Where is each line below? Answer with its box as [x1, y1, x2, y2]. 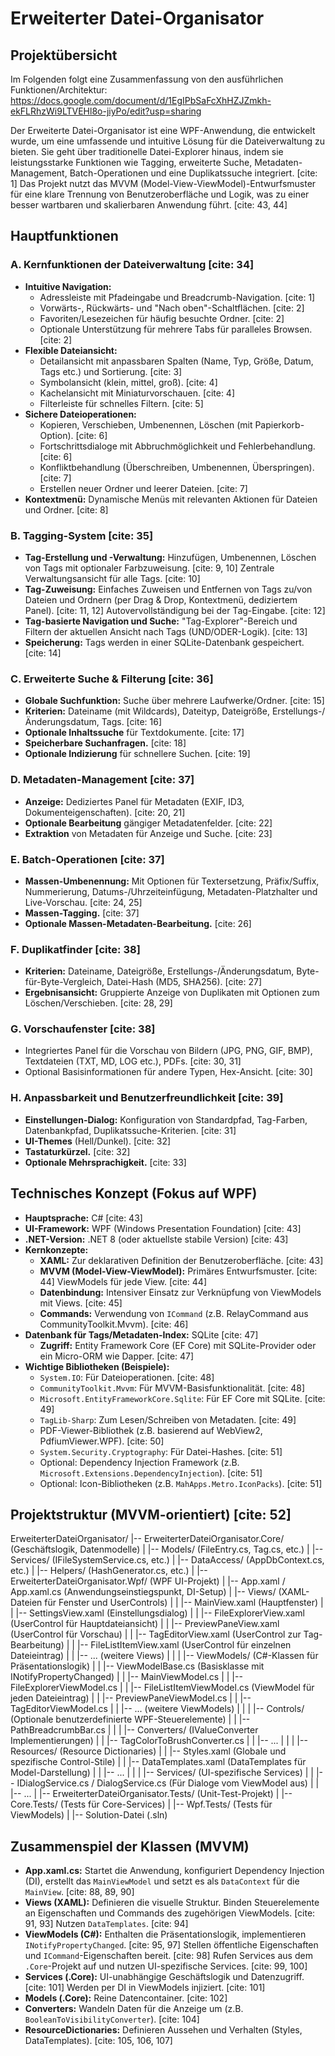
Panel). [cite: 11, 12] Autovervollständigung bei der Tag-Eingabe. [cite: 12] [24, 604, 326, 616]
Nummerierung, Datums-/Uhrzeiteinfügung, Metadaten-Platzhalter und [24, 885, 318, 897]
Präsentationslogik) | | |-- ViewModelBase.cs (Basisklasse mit [10, 1660, 265, 1672]
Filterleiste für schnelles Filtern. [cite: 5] [39, 397, 204, 409]
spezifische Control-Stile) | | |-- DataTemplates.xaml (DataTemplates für [10, 1756, 307, 1768]
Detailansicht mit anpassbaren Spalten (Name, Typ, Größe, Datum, [39, 355, 314, 367]
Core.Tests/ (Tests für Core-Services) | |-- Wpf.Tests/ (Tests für [10, 1798, 273, 1811]
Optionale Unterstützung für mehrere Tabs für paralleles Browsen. [39, 323, 313, 335]
